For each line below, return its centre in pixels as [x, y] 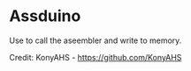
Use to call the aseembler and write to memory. [95, 40]
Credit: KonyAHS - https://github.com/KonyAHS [95, 57]
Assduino [45, 16]
